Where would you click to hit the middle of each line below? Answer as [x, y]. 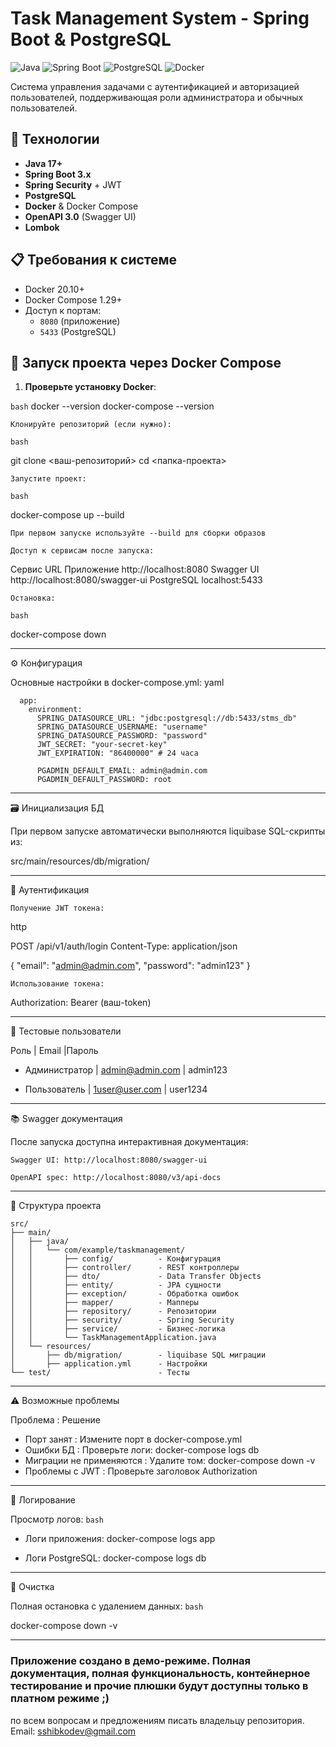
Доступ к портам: [63, 310]
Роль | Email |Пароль [54, 1051]
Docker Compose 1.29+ [73, 299]
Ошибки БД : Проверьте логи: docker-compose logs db [142, 1450]
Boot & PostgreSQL [91, 39]
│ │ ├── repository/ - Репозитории [113, 1312]
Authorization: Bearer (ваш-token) [81, 1003]
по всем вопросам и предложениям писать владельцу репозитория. [157, 1720]
